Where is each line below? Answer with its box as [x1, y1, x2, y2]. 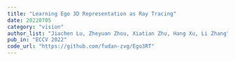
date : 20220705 [7, 17, 52, 24]
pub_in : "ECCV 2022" [7, 36, 68, 43]
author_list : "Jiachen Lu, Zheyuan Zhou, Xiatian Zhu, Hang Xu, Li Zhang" [7, 29, 230, 37]
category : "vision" [7, 23, 64, 30]
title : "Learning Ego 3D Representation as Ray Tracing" [7, 10, 177, 18]
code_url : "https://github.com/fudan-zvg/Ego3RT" [7, 43, 155, 50]
